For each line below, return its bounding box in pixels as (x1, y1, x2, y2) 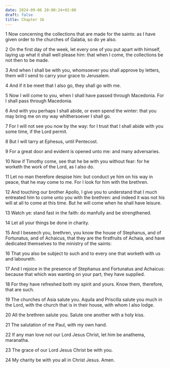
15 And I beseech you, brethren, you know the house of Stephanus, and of (5, 230, 162, 236)
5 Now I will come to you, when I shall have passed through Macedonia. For (5, 93, 164, 99)
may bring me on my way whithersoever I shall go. (5, 113, 111, 119)
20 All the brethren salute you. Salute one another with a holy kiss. (5, 312, 145, 318)
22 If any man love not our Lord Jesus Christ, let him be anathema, (5, 332, 145, 338)
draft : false (5, 12, 33, 17)
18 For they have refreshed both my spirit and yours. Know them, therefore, (5, 281, 163, 287)
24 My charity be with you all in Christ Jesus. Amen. (5, 357, 115, 363)
